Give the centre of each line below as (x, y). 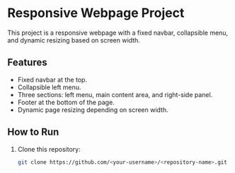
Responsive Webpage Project (96, 13)
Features (27, 63)
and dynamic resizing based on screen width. (74, 40)
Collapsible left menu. (49, 87)
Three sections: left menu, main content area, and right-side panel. (115, 94)
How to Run (33, 132)
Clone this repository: (49, 149)
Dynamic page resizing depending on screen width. (93, 110)
